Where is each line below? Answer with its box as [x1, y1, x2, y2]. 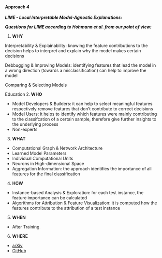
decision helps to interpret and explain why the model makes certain [5, 48, 141, 54]
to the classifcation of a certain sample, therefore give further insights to [12, 116, 157, 122]
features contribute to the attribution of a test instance [12, 205, 120, 211]
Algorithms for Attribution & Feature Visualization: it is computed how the [12, 200, 157, 206]
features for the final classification [12, 171, 81, 177]
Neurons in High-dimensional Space [12, 161, 85, 167]
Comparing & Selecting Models [5, 82, 67, 88]
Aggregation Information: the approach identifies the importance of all [12, 166, 152, 172]
